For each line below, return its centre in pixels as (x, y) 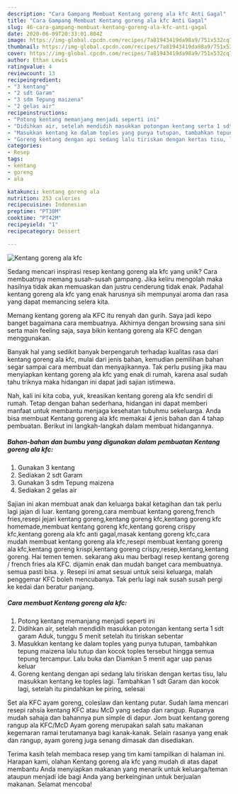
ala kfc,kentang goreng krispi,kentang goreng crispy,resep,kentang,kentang (118, 549)
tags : (15, 159)
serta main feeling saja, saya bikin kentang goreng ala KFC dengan (104, 330)
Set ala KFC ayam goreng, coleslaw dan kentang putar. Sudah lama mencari (118, 702)
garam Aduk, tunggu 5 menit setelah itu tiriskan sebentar (101, 636)
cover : (17, 54)
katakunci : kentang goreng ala (53, 192)
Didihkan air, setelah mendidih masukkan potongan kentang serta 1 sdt (121, 628)
